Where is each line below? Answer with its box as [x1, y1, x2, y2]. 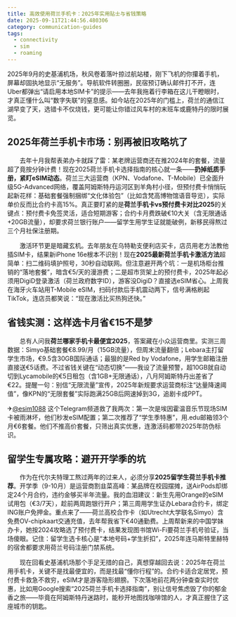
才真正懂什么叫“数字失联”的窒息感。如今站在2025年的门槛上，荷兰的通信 [7, 96, 219, 104]
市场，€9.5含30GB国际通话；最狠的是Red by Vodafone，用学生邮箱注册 [19, 354, 228, 363]
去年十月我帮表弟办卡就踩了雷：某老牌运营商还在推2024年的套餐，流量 [19, 156, 226, 164]
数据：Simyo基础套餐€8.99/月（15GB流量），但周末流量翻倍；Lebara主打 [7, 345, 218, 353]
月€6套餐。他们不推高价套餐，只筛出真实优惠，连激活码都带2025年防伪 [7, 422, 216, 430]
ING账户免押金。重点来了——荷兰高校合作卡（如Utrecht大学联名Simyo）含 [7, 508, 224, 517]
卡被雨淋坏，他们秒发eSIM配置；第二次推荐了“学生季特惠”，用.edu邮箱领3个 [7, 413, 229, 422]
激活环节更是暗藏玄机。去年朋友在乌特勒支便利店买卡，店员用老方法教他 [19, 241, 229, 249]
